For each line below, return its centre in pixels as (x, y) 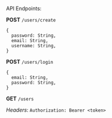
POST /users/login (30, 62)
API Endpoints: (24, 8)
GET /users (20, 98)
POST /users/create (31, 20)
